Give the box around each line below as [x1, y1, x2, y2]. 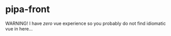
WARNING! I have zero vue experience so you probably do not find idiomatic [5, 20, 166, 26]
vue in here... [5, 25, 33, 31]
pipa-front [5, 4, 50, 15]
